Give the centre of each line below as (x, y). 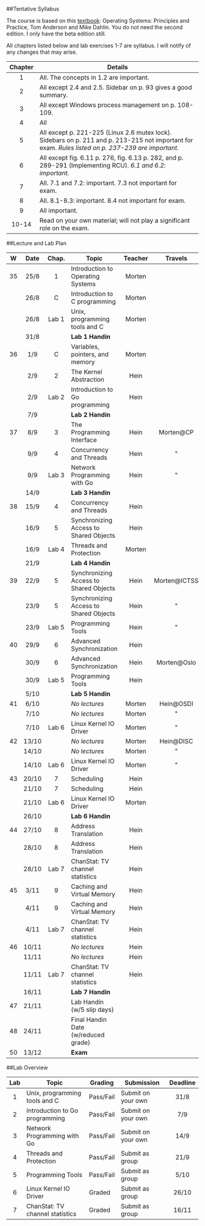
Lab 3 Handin (91, 493)
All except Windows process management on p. (108, 105)
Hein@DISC (176, 741)
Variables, (85, 347)
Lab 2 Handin (91, 414)
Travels (176, 258)
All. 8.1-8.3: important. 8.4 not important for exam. (113, 200)
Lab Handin (88, 1002)
